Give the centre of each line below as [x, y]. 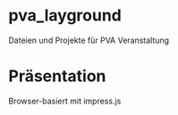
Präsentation [57, 76]
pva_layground [65, 16]
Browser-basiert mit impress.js [65, 101]
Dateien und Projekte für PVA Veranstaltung [89, 40]
